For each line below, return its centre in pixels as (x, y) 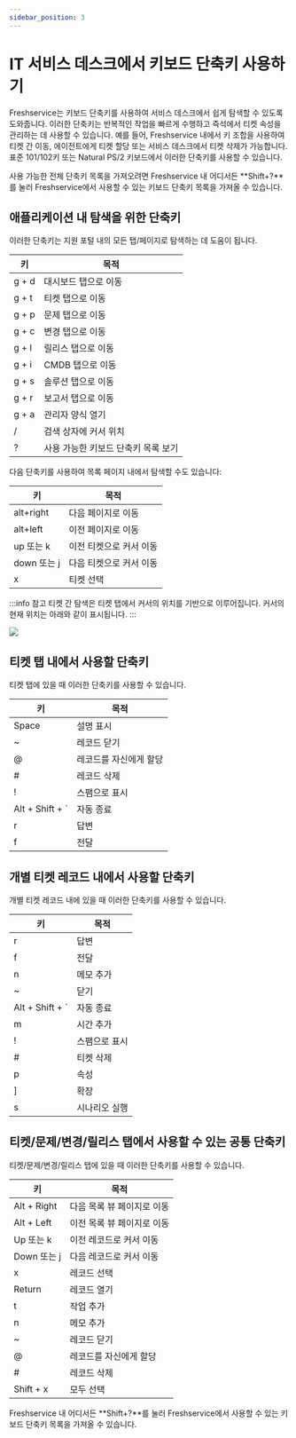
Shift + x (31, 1388)
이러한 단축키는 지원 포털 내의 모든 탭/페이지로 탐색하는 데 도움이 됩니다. (133, 241)
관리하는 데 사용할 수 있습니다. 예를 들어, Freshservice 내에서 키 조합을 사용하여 (147, 135)
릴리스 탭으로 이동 (79, 349)
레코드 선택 (91, 1273)
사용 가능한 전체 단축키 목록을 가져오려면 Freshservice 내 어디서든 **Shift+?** (147, 176)
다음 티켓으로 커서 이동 (113, 563)
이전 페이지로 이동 (104, 530)
